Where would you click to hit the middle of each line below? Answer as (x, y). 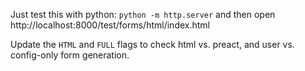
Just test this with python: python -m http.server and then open (143, 14)
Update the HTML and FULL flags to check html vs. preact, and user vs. (152, 44)
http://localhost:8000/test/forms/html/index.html (110, 25)
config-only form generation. (70, 55)
